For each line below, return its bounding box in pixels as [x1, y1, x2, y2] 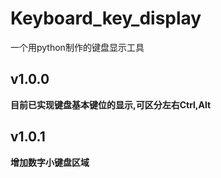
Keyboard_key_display [10, 7, 202, 30]
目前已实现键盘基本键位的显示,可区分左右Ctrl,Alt [10, 98, 212, 111]
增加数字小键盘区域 [10, 156, 90, 168]
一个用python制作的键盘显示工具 [10, 41, 145, 53]
